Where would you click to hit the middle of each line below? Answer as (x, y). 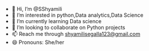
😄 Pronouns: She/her (38, 42)
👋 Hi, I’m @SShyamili (37, 9)
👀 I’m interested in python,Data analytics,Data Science (77, 15)
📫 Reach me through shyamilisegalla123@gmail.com (76, 34)
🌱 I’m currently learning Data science (57, 21)
